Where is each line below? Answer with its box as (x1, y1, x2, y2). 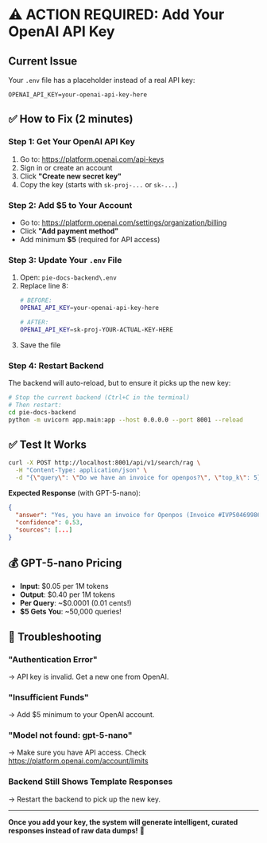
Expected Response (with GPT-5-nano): (8, 488, 141, 498)
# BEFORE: (19, 296, 53, 304)
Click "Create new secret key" (19, 171, 122, 181)
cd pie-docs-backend (8, 408, 77, 416)
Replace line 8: (19, 281, 69, 291)
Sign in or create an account (19, 163, 113, 172)
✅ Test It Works (8, 437, 87, 451)
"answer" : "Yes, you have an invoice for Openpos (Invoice (15, 511, 215, 519)
